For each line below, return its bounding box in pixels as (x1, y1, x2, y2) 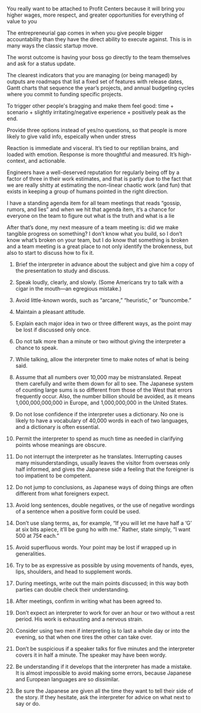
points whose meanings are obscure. (15, 441, 107, 448)
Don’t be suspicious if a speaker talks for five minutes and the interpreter (15, 645, 195, 652)
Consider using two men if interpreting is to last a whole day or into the (15, 627, 190, 634)
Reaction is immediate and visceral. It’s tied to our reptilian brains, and (7, 145, 179, 151)
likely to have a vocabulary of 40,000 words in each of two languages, (15, 417, 188, 424)
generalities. (15, 550, 47, 557)
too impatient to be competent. (15, 472, 92, 479)
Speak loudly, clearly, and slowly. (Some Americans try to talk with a (15, 279, 184, 286)
